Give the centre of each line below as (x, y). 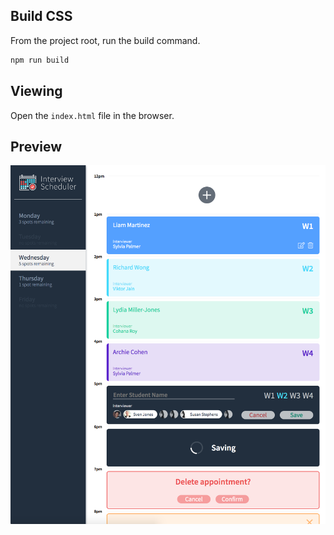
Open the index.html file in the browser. (92, 115)
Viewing (36, 91)
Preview (36, 146)
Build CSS (41, 16)
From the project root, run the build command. (105, 40)
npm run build (40, 60)
